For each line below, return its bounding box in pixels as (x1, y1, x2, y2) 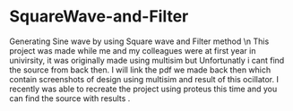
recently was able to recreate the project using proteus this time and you (9, 83, 278, 94)
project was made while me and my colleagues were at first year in (9, 45, 256, 55)
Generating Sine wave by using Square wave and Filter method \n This (9, 36, 270, 47)
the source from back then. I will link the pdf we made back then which (9, 64, 271, 75)
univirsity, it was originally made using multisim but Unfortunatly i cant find (9, 55, 285, 65)
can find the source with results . (9, 92, 131, 104)
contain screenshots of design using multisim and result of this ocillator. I (9, 73, 280, 84)
